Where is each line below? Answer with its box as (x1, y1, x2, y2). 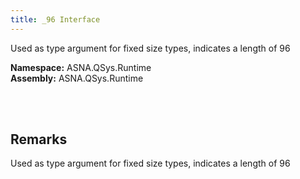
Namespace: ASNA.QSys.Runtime (10, 61, 152, 73)
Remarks (10, 131, 68, 148)
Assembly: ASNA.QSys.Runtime (10, 72, 144, 84)
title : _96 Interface (10, 14, 101, 25)
